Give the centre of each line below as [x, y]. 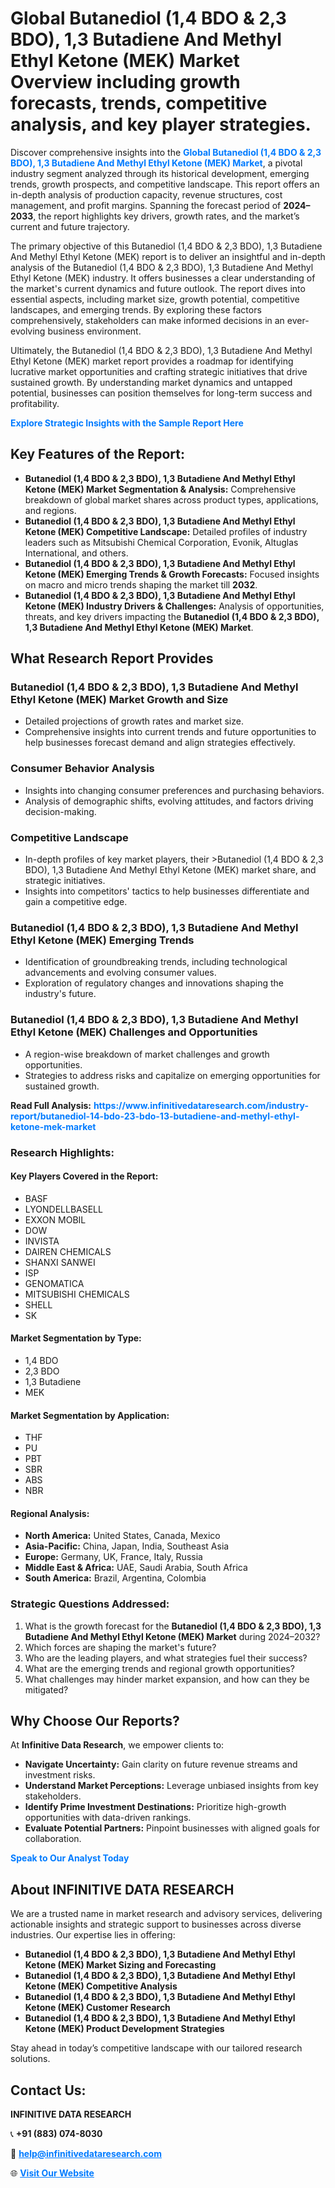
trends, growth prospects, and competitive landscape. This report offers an [165, 184]
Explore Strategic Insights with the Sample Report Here [127, 423]
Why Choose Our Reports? [95, 1721]
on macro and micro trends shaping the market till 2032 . [141, 584]
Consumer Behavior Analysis [82, 769]
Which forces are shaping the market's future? [120, 1647]
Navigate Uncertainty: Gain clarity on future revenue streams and [161, 1764]
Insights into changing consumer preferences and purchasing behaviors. [174, 790]
